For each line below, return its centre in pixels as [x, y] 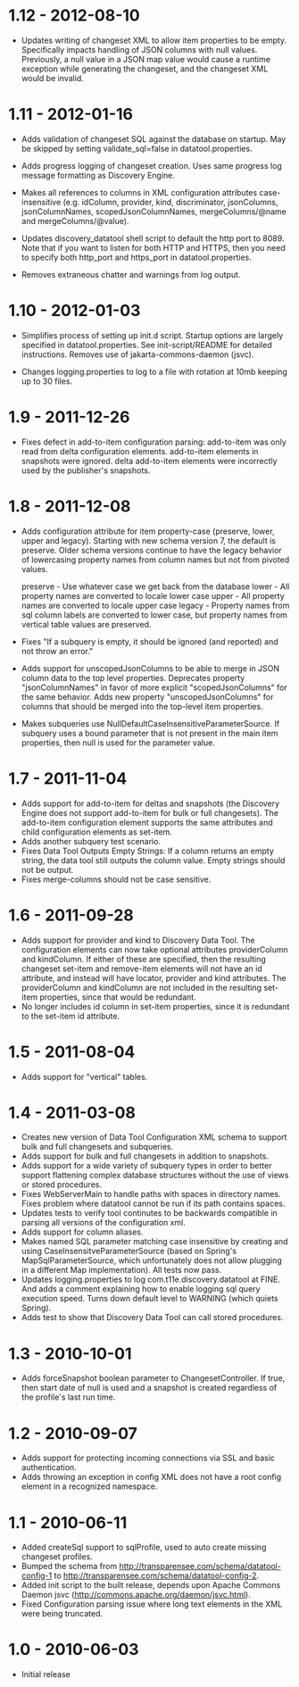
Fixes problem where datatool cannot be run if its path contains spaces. [153, 1204]
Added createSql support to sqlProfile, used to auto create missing [144, 1547]
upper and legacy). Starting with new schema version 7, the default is [149, 540]
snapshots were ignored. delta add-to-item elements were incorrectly [149, 461]
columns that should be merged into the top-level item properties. [142, 706]
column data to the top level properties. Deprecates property [133, 677]
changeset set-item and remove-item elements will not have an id [141, 968]
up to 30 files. [47, 381]
